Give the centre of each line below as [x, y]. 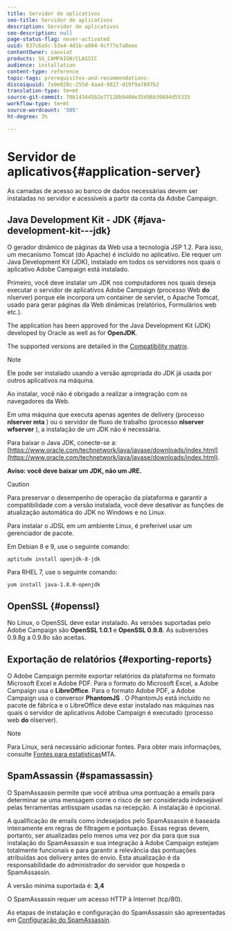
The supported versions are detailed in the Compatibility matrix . [98, 346]
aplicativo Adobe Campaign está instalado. [68, 269]
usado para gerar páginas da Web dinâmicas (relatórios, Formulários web [112, 305]
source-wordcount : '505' [43, 110]
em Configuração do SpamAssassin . [59, 920]
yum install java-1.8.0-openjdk [54, 585]
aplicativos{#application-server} [104, 171]
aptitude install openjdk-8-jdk [54, 559]
